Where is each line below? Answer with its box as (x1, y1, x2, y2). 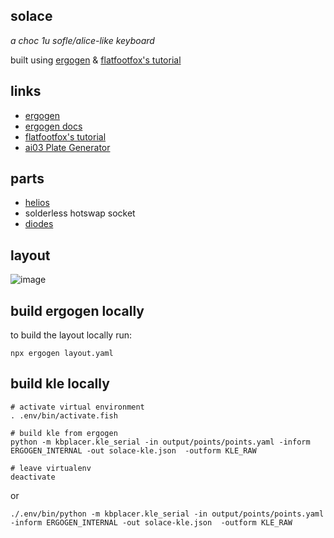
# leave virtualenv (10, 463, 92, 473)
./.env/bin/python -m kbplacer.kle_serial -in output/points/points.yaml (10, 509, 325, 519)
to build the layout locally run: (10, 329, 132, 341)
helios (24, 197, 50, 209)
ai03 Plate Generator (24, 141, 111, 153)
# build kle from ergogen (10, 428, 118, 438)
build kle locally (10, 375, 110, 393)
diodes (24, 218, 54, 230)
